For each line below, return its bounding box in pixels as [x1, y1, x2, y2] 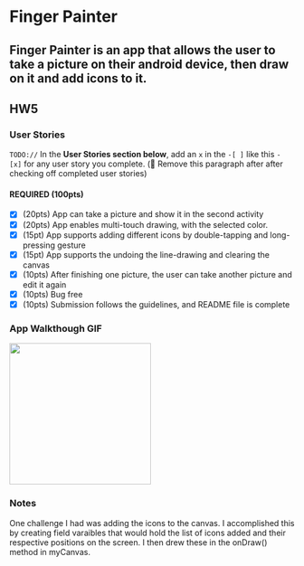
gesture [57, 240, 86, 250]
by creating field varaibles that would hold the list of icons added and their [9, 527, 287, 538]
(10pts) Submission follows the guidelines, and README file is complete [22, 298, 290, 309]
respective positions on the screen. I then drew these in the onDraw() [9, 536, 268, 548]
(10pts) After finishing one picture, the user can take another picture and [22, 269, 292, 279]
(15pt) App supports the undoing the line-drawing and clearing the [22, 249, 270, 259]
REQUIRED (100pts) [9, 188, 84, 200]
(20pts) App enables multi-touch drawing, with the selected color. [22, 219, 269, 230]
